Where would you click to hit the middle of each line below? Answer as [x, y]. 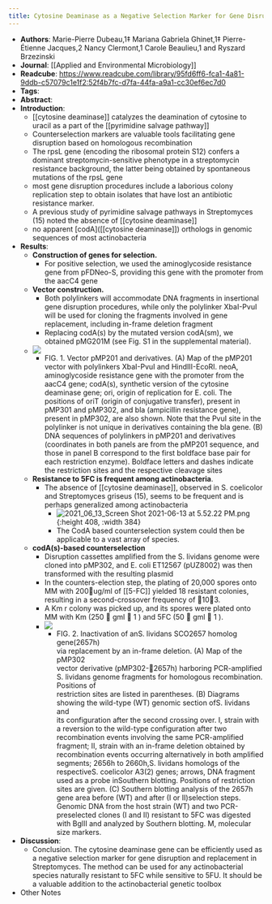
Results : [34, 246]
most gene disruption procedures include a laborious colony [132, 186]
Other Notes [40, 892]
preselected [76, 815]
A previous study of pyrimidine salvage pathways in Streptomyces [142, 211]
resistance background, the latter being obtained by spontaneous [141, 168]
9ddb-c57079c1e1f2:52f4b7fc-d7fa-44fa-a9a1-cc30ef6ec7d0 [123, 82]
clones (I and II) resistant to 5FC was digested [174, 815]
